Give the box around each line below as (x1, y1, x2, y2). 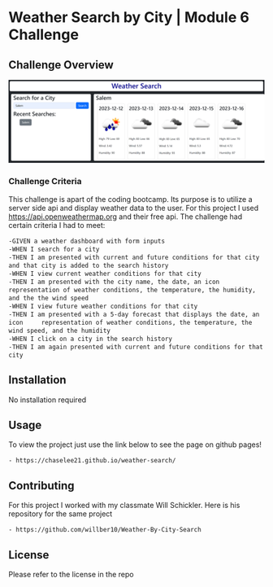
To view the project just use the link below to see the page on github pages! (8, 440, 262, 449)
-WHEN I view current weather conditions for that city (8, 269, 201, 278)
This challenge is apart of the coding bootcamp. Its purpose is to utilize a (8, 194, 253, 204)
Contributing (8, 479, 75, 493)
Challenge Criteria (8, 176, 83, 187)
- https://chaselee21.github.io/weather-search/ (8, 457, 176, 465)
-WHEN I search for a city (8, 245, 100, 253)
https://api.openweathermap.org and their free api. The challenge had (8, 212, 243, 221)
